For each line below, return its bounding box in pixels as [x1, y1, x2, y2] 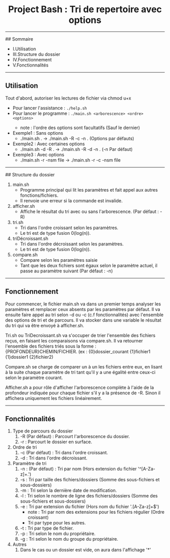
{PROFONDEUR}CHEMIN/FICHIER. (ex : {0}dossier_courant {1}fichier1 [5, 348, 151, 354]
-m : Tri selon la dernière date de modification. [20, 487, 117, 493]
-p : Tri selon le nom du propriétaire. [20, 531, 96, 537]
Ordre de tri [12, 444, 37, 450]
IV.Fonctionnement [12, 56, 52, 63]
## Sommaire [5, 36, 34, 42]
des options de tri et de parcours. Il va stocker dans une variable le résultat [5, 317, 162, 323]
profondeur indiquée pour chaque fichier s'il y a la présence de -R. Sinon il [5, 390, 161, 396]
